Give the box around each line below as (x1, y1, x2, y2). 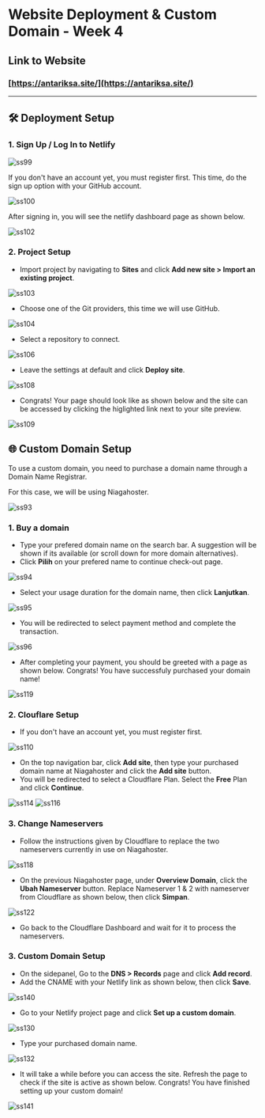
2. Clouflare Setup (8, 709, 80, 720)
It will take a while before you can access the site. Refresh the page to (19, 1069, 248, 1078)
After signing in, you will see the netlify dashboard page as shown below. (8, 211, 246, 221)
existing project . (19, 273, 75, 282)
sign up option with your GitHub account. (8, 180, 142, 191)
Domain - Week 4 (8, 22, 124, 40)
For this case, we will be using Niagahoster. (8, 487, 150, 496)
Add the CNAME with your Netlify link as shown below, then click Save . (19, 977, 252, 987)
